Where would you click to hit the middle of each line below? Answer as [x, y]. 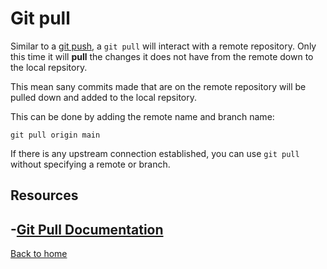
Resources [44, 195]
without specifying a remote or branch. [90, 164]
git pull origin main [55, 135]
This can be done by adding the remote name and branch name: [142, 116]
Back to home [39, 254]
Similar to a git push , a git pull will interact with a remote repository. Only [163, 46]
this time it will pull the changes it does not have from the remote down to [162, 56]
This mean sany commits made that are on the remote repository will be [158, 86]
